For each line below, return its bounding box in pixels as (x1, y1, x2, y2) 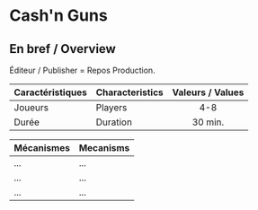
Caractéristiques (13, 86, 87, 99)
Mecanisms (78, 142, 130, 153)
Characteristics (95, 86, 164, 99)
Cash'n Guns (9, 5, 108, 26)
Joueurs (13, 101, 49, 113)
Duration (95, 116, 133, 128)
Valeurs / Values (172, 86, 245, 99)
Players (95, 101, 128, 113)
